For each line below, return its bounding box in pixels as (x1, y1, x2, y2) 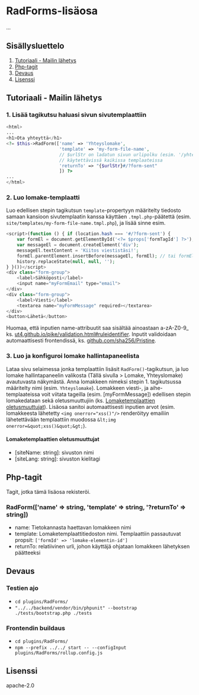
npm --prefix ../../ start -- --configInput (14, 645, 127, 650)
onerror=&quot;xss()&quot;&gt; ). (6, 422, 87, 429)
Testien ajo (6, 584, 38, 592)
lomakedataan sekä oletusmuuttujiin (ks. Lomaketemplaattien (6, 396, 155, 404)
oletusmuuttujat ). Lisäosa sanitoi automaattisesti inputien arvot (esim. (6, 403, 175, 410)
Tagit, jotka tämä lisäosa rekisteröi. (6, 488, 91, 495)
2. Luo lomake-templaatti (6, 193, 80, 201)
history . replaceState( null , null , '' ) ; (17, 258, 115, 265)
